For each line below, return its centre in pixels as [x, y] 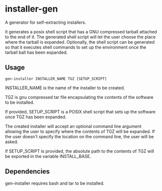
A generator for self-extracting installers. [45, 22]
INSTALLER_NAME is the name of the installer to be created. [65, 88]
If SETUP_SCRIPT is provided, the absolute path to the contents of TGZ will [80, 151]
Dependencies [27, 171]
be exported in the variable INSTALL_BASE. [48, 156]
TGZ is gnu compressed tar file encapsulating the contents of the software [79, 97]
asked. [12, 142]
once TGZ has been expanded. [36, 117]
